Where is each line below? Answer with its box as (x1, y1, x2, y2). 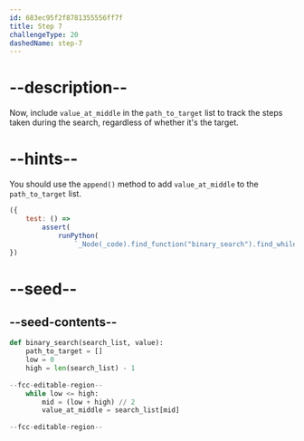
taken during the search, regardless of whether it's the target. (9, 117, 240, 128)
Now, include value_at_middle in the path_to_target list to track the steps (9, 108, 283, 119)
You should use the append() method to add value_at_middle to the (9, 178, 260, 190)
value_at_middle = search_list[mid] (42, 406, 180, 415)
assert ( (42, 223, 71, 232)
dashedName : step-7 (9, 38, 83, 48)
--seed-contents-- (9, 314, 118, 330)
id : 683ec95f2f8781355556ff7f (9, 13, 124, 23)
